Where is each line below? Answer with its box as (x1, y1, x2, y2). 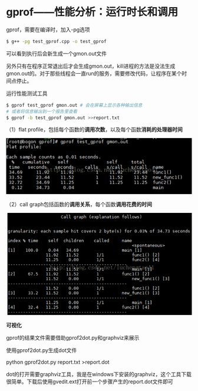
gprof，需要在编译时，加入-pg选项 (6, 26, 90, 33)
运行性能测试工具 (6, 90, 48, 97)
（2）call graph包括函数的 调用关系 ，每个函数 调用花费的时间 (6, 201, 152, 208)
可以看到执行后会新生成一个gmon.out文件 (6, 50, 107, 57)
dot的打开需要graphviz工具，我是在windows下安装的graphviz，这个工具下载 (6, 371, 192, 378)
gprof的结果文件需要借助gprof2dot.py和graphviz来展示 (6, 334, 140, 341)
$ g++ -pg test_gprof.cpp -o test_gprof (6, 38, 107, 44)
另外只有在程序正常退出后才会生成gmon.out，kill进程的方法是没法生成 (6, 63, 176, 70)
